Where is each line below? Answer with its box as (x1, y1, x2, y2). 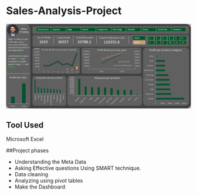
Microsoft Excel (6, 136, 44, 143)
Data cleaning (14, 171, 49, 178)
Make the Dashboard (14, 183, 66, 190)
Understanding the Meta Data (14, 159, 87, 166)
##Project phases (6, 147, 49, 154)
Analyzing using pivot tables (14, 177, 83, 184)
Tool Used (6, 120, 44, 130)
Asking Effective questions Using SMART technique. (14, 164, 141, 172)
